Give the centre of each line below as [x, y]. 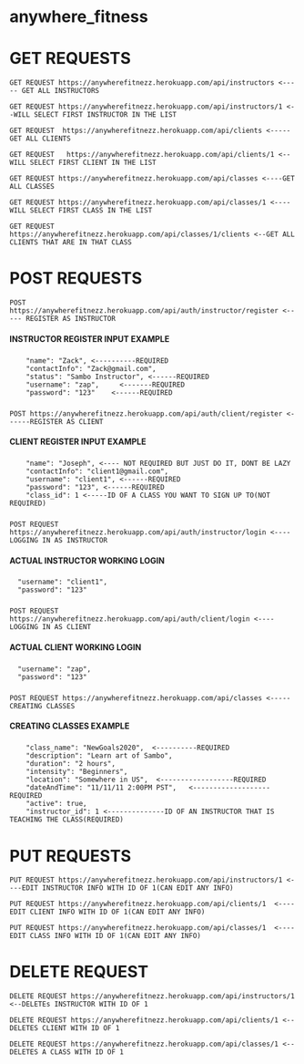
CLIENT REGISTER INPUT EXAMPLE [78, 442]
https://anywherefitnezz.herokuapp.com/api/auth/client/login [130, 619]
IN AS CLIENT [67, 627]
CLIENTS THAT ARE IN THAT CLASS [71, 243]
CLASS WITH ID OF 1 [87, 1052]
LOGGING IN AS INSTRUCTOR [58, 540]
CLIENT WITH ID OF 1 [81, 1028]
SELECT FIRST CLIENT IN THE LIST [93, 163]
